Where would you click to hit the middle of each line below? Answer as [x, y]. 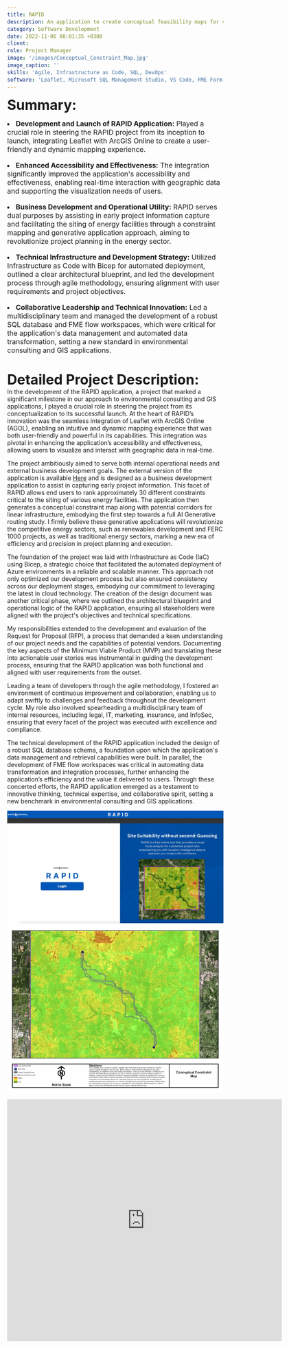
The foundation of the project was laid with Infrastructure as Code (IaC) [108, 557]
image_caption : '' [33, 65]
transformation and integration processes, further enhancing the [98, 772]
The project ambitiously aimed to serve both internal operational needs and [113, 463]
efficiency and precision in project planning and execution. [90, 543]
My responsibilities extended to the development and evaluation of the [107, 628]
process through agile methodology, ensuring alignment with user [113, 283]
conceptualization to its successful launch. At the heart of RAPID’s [101, 413]
